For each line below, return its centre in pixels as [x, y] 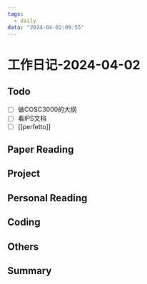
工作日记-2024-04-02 [74, 65]
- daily [25, 21]
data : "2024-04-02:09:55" [46, 27]
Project [24, 174]
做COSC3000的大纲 [47, 110]
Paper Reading [41, 149]
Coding [24, 222]
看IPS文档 [32, 118]
